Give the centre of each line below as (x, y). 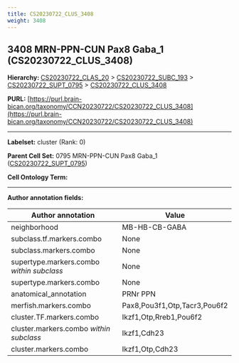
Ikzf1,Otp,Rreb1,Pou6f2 (162, 317)
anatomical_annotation (49, 294)
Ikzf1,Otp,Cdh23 (150, 349)
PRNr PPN (139, 294)
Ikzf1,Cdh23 (143, 333)
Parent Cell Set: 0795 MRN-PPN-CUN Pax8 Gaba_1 (83, 156)
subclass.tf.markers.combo (56, 239)
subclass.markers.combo (53, 251)
